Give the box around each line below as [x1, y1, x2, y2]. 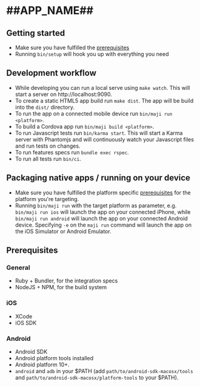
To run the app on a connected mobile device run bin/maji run [15, 110, 173, 117]
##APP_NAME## [6, 4, 94, 18]
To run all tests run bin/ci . [15, 155, 81, 162]
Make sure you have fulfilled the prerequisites [15, 44, 130, 51]
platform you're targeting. [15, 195, 79, 202]
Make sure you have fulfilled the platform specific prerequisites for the [15, 189, 191, 196]
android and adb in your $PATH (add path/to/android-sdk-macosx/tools [15, 367, 193, 374]
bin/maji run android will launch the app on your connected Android [15, 214, 188, 222]
